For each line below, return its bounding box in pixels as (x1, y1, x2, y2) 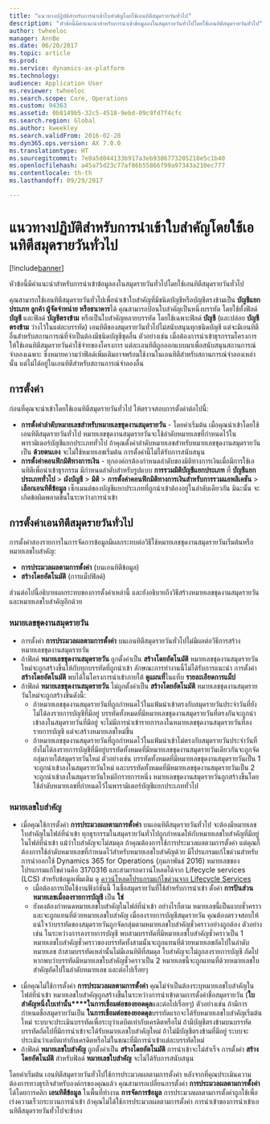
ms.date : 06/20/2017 (9, 42, 79, 50)
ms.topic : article (9, 49, 71, 57)
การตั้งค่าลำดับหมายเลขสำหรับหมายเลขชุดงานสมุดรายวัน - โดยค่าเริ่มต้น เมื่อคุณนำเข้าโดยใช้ (20, 420, 260, 429)
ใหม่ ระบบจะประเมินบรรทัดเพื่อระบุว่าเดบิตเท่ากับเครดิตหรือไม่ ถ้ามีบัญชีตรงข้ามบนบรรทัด (20, 1017, 252, 1027)
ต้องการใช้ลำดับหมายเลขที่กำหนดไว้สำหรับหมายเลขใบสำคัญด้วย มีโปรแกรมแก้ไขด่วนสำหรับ (20, 847, 259, 856)
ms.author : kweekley (9, 124, 79, 132)
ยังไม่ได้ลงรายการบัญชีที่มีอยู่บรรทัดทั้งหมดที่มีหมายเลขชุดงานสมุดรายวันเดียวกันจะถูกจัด (32, 744, 260, 754)
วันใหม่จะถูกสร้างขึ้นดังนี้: (20, 690, 87, 699)
